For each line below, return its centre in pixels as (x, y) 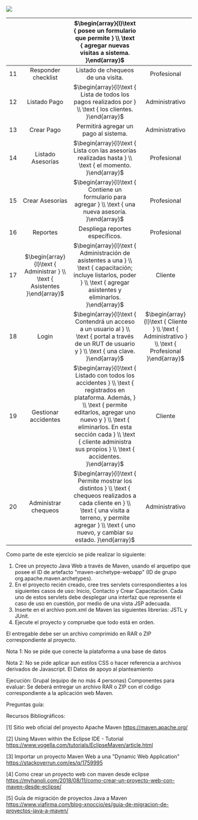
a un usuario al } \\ (105, 329)
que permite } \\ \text (105, 38)
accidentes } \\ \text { (105, 383)
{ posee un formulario (105, 31)
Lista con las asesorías (105, 150)
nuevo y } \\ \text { (105, 420)
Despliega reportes (105, 229)
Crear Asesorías (45, 201)
